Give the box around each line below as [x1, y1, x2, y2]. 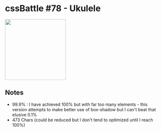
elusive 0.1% [12, 112, 37, 117]
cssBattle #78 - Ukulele [5, 3, 101, 14]
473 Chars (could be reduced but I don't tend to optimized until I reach [12, 117, 153, 123]
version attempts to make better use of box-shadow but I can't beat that [12, 106, 156, 112]
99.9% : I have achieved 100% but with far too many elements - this [12, 101, 148, 107]
